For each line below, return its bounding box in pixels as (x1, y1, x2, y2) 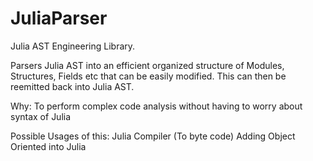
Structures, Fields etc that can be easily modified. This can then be (10, 70, 287, 82)
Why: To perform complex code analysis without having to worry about (10, 100, 303, 112)
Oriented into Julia (10, 140, 87, 152)
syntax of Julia (10, 110, 72, 122)
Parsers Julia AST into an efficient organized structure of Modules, (10, 59, 285, 71)
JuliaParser (10, 7, 108, 30)
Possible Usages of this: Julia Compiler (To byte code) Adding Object (10, 130, 296, 142)
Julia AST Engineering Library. (10, 40, 136, 52)
